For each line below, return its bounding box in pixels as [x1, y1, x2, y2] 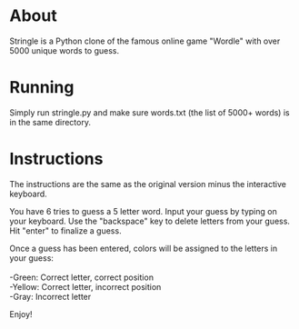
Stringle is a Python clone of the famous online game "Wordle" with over [9, 35, 281, 46]
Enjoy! [9, 308, 34, 319]
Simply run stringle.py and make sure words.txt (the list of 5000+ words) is [9, 106, 290, 118]
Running [9, 77, 75, 98]
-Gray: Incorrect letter [9, 291, 92, 302]
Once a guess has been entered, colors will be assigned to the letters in [9, 243, 278, 254]
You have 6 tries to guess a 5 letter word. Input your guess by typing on [9, 205, 277, 216]
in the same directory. [9, 116, 91, 127]
